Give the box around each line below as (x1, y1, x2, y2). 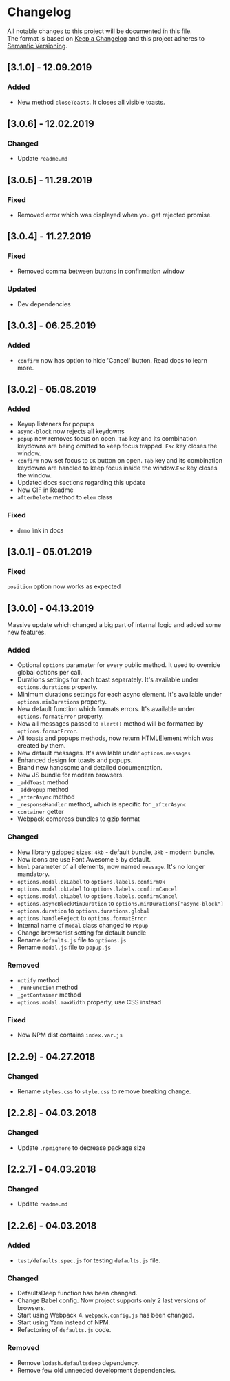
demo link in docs (17, 526, 64, 535)
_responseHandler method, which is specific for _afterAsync (17, 800, 187, 808)
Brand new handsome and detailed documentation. (17, 764, 163, 772)
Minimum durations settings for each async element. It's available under (17, 690, 222, 699)
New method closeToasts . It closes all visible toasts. (17, 98, 165, 106)
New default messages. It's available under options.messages (17, 749, 191, 757)
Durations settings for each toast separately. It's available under (17, 675, 199, 684)
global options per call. (17, 668, 83, 677)
